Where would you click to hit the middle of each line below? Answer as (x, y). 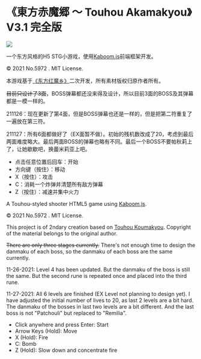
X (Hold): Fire (31, 337)
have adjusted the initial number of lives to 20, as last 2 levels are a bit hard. (100, 300)
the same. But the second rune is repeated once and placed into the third (97, 276)
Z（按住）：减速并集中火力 (47, 192)
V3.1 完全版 (34, 27)
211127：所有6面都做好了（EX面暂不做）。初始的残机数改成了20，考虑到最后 (100, 134)
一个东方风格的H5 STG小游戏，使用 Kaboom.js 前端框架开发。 (82, 56)
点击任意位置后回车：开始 (46, 161)
